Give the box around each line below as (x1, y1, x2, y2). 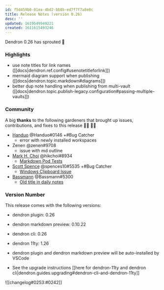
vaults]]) (12, 94, 29, 100)
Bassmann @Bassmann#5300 (12, 174, 74, 179)
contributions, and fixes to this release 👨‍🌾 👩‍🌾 (5, 122, 97, 128)
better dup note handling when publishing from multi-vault (12, 83, 131, 89)
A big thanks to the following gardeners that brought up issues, (5, 117, 134, 123)
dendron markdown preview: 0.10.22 (12, 222, 86, 228)
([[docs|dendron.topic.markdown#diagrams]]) (12, 78, 106, 84)
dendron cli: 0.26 (12, 231, 47, 237)
